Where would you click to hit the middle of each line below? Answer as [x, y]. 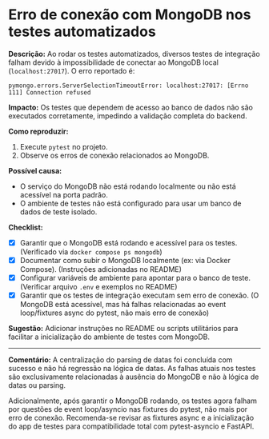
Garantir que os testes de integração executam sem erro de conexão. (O [139, 295]
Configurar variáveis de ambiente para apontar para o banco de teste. [135, 278]
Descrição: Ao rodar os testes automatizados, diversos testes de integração [134, 54]
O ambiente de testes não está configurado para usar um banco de [130, 203]
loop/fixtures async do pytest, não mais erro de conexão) [114, 313]
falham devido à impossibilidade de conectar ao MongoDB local [113, 62]
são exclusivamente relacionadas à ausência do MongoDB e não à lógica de [134, 377]
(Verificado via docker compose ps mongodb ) [91, 252]
